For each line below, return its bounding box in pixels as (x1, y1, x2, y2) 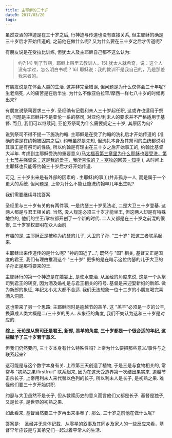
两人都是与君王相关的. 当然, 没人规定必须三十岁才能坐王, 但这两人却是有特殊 (5, 209, 166, 215)
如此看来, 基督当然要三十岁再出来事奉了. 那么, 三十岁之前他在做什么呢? (5, 410, 155, 416)
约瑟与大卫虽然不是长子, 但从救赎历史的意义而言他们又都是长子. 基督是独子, (5, 392, 165, 398)
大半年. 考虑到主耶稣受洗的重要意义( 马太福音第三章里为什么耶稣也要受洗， (5, 150, 163, 157)
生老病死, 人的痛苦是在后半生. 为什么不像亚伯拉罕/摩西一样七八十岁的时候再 (5, 90, 165, 97)
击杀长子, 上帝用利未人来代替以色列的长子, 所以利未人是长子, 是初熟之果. (5, 375, 158, 382)
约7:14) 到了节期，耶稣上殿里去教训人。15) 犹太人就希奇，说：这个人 (17, 60, 163, 66)
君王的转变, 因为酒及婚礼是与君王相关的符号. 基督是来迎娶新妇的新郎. (14, 280, 160, 287)
